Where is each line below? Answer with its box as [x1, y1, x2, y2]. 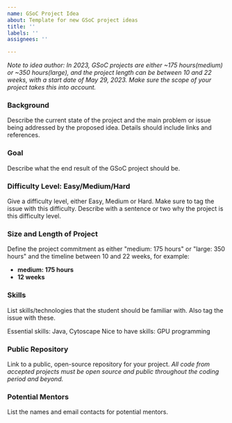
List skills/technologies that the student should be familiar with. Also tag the [7, 306, 224, 314]
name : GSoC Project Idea [7, 10, 79, 17]
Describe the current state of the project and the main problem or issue [7, 116, 211, 125]
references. [7, 131, 40, 139]
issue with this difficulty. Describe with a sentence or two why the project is [7, 205, 224, 213]
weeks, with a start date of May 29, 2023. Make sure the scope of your [7, 76, 212, 84]
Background [7, 101, 50, 110]
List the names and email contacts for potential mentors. [7, 408, 169, 416]
